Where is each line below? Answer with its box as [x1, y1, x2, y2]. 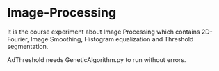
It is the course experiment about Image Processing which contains [7, 28, 200, 36]
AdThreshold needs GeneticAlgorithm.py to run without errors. [7, 55, 186, 63]
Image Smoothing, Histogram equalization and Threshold [30, 34, 194, 43]
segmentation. [7, 42, 49, 50]
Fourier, [7, 34, 29, 43]
